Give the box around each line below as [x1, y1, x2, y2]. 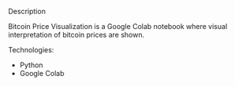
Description [8, 7, 46, 16]
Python [19, 60, 43, 70]
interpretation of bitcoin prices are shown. [8, 30, 144, 39]
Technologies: [8, 45, 54, 54]
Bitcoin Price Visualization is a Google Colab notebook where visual [8, 22, 228, 30]
